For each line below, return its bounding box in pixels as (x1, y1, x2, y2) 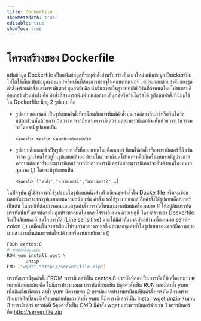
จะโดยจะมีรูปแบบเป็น (15, 124, 57, 131)
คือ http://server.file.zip (7, 308, 62, 315)
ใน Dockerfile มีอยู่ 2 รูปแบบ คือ (7, 98, 76, 105)
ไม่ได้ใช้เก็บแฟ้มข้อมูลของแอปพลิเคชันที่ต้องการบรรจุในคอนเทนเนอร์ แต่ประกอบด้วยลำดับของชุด (7, 78, 193, 86)
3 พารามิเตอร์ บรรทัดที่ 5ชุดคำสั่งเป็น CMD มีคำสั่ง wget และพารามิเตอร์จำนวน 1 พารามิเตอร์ (7, 301, 191, 308)
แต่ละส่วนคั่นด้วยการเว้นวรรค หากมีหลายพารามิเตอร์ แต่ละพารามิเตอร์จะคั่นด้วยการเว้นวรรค (15, 117, 193, 125)
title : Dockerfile (7, 8, 53, 15)
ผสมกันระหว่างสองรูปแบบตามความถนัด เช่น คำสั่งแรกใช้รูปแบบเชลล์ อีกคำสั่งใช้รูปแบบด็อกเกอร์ (7, 196, 191, 203)
